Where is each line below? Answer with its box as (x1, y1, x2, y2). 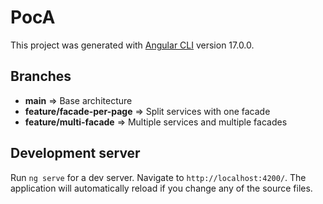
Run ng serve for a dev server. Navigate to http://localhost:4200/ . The (10, 171, 307, 183)
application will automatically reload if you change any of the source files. (10, 182, 313, 194)
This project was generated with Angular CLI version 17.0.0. (10, 39, 255, 51)
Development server (10, 145, 141, 162)
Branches (10, 68, 72, 85)
